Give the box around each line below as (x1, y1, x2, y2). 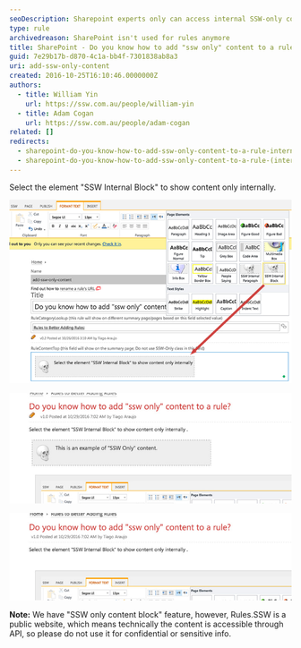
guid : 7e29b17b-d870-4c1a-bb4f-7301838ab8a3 (9, 52, 178, 62)
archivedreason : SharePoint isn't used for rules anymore (9, 33, 230, 42)
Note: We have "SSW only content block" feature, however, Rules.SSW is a (9, 609, 287, 619)
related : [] (9, 128, 54, 137)
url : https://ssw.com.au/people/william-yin (25, 99, 194, 108)
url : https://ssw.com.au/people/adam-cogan (25, 118, 191, 127)
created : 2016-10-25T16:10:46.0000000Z (9, 72, 159, 81)
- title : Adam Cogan (17, 108, 94, 118)
